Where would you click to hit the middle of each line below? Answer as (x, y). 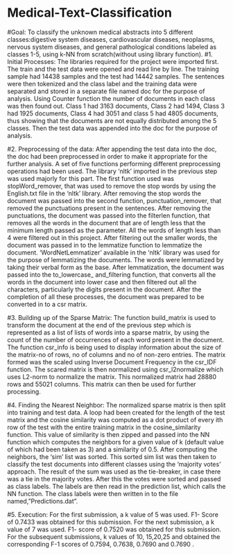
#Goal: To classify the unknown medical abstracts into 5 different (100, 32)
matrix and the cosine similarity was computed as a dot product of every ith (115, 419)
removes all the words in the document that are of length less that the (106, 223)
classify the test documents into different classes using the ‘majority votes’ (114, 464)
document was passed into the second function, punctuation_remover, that (114, 200)
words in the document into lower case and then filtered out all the (102, 282)
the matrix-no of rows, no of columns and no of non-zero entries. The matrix (116, 354)
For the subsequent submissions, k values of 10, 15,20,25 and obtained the (114, 536)
